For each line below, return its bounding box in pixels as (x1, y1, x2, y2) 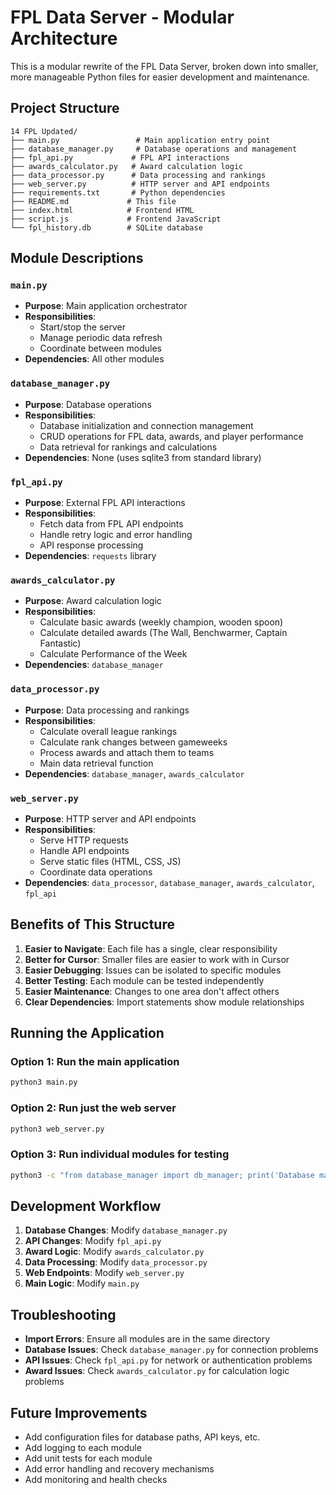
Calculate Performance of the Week (39, 648, 188, 660)
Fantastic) (39, 637, 82, 650)
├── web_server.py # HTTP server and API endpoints (10, 179, 271, 189)
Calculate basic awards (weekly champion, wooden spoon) (39, 616, 284, 628)
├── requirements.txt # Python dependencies (10, 187, 226, 198)
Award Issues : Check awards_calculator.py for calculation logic (24, 1365, 290, 1377)
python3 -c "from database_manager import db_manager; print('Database (10, 1170, 315, 1180)
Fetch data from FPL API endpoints (39, 518, 184, 530)
